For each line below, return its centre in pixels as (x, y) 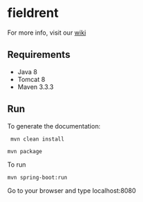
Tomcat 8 (31, 79)
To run (17, 165)
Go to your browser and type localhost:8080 (71, 190)
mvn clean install (37, 139)
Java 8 (27, 71)
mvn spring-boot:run (38, 177)
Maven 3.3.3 (36, 87)
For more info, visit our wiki (47, 32)
